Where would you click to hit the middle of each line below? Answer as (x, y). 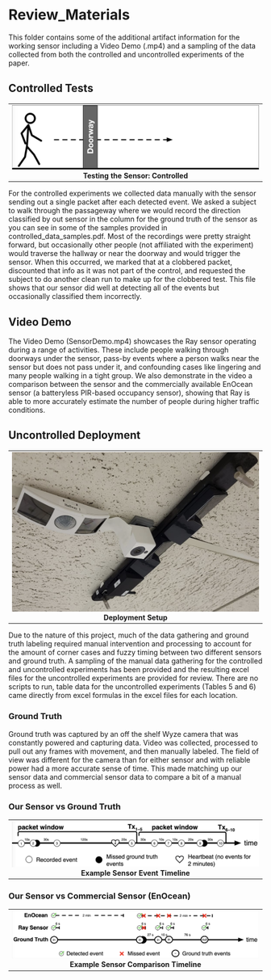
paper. (19, 63)
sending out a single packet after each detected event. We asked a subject (132, 202)
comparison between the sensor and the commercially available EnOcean (131, 385)
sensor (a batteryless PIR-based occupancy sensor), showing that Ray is (129, 393)
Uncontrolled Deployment (75, 435)
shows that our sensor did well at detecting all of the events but (114, 288)
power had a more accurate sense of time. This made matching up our (125, 768)
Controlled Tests (51, 88)
